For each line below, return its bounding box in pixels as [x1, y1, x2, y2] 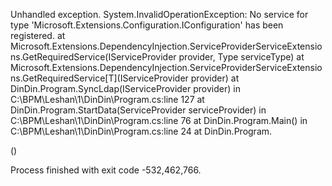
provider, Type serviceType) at [178, 51, 305, 63]
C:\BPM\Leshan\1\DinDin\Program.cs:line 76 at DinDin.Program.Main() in [10, 115, 308, 126]
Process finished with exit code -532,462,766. [10, 164, 202, 176]
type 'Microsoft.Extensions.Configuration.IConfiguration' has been [10, 19, 284, 31]
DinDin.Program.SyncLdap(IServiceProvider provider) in [10, 83, 241, 94]
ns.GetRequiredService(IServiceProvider [10, 51, 177, 63]
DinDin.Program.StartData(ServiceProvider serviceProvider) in [10, 104, 267, 116]
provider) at [190, 72, 240, 84]
